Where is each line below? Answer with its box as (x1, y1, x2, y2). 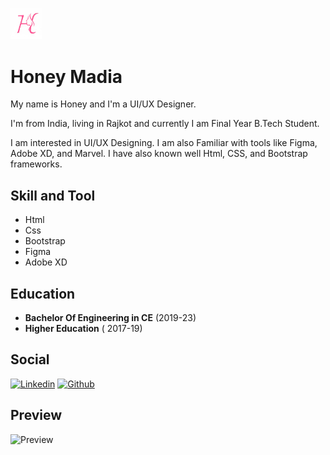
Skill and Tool (10, 187, 96, 204)
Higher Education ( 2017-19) (24, 322, 143, 334)
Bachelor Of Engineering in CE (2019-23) (24, 311, 197, 323)
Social (10, 351, 50, 368)
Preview (10, 407, 63, 424)
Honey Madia (10, 65, 123, 88)
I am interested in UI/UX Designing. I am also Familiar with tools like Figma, (10, 137, 318, 149)
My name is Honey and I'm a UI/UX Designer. (10, 98, 197, 110)
